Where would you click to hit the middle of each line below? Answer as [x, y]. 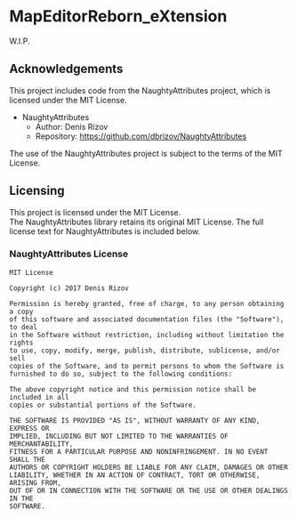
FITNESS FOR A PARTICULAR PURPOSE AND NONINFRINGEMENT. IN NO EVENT [139, 451]
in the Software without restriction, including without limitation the [147, 335]
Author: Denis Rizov [72, 126]
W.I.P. [20, 41]
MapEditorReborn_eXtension [118, 16]
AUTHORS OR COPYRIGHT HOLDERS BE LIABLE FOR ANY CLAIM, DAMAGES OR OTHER [149, 467]
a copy [21, 312]
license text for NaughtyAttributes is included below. [105, 231]
